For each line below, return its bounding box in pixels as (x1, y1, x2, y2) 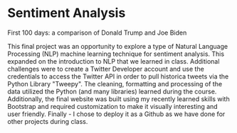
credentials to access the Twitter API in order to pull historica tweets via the (7, 72, 229, 81)
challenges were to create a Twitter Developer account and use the (7, 64, 204, 73)
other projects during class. (7, 117, 88, 125)
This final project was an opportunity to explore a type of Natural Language (7, 42, 228, 50)
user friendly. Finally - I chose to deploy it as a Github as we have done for (7, 110, 226, 118)
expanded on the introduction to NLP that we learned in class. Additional (7, 57, 220, 65)
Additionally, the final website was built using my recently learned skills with (7, 94, 230, 103)
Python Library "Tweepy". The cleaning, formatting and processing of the (7, 79, 223, 88)
